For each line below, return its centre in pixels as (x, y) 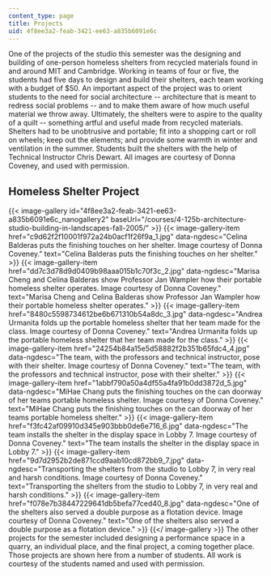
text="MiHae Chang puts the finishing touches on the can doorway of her (131, 409)
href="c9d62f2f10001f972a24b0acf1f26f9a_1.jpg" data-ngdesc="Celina (128, 237)
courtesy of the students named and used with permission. (106, 564)
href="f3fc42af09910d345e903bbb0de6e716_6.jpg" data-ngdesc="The (128, 426)
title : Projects (36, 23)
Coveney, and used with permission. (69, 166)
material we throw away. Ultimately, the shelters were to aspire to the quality (135, 114)
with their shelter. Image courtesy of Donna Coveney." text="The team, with (134, 366)
